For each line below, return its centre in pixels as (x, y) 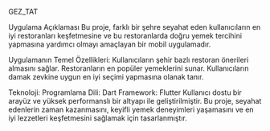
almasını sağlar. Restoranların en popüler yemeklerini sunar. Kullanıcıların (129, 68)
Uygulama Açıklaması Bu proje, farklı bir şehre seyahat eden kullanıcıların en (135, 27)
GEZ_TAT (23, 12)
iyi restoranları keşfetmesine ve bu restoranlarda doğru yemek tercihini (125, 36)
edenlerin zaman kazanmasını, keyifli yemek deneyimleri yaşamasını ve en (131, 109)
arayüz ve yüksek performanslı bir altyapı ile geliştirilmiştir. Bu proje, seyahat (135, 101)
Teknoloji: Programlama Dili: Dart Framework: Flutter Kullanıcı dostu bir (125, 92)
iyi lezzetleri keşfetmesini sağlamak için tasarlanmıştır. (98, 118)
